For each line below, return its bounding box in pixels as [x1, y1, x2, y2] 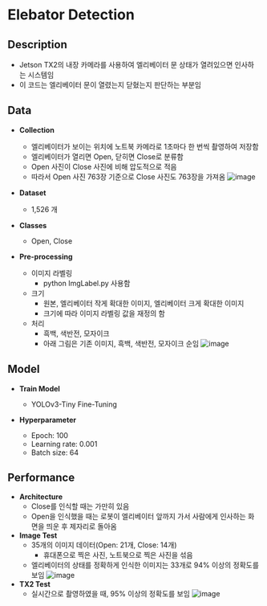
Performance [7, 471, 75, 485]
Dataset [18, 187, 47, 198]
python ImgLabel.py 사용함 [42, 278, 131, 288]
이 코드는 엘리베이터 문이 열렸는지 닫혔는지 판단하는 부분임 [18, 80, 202, 89]
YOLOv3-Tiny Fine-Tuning [30, 399, 118, 409]
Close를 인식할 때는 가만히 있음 [30, 502, 130, 511]
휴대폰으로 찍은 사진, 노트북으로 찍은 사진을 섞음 [42, 551, 193, 560]
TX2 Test [18, 579, 51, 589]
